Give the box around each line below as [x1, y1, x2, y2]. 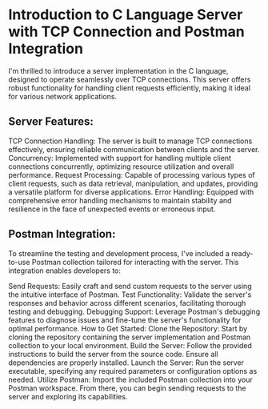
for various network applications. [8, 91, 118, 101]
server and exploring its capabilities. [8, 391, 128, 401]
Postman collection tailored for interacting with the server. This [31, 257, 239, 267]
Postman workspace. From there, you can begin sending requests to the [8, 383, 246, 393]
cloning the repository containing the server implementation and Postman [8, 332, 251, 342]
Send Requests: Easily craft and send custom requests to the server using [8, 281, 252, 291]
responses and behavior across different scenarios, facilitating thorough [8, 298, 246, 307]
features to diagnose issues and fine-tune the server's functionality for [8, 315, 242, 325]
